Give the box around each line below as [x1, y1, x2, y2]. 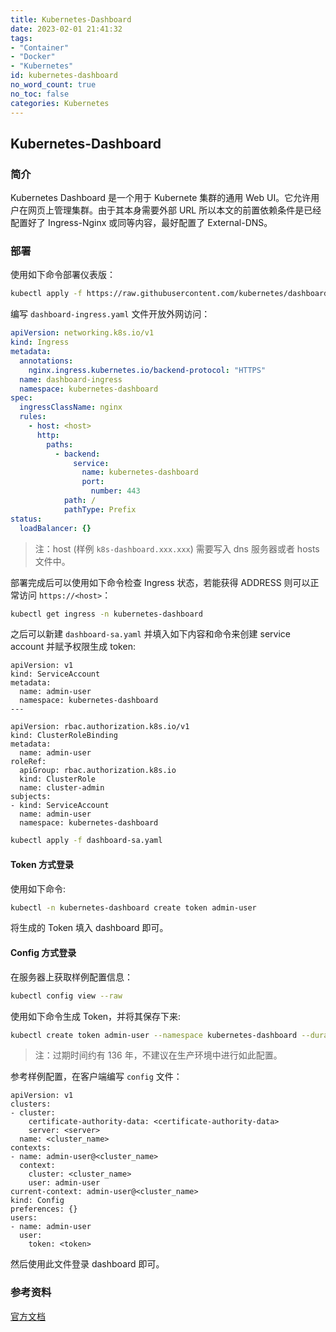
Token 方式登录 [10, 858, 75, 870]
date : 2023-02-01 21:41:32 [10, 24, 123, 34]
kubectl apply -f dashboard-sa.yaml [10, 836, 163, 846]
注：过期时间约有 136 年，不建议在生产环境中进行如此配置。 [34, 1049, 283, 1061]
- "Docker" [10, 52, 56, 62]
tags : [10, 33, 33, 43]
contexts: [10, 1143, 52, 1153]
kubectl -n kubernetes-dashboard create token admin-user [10, 902, 257, 913]
